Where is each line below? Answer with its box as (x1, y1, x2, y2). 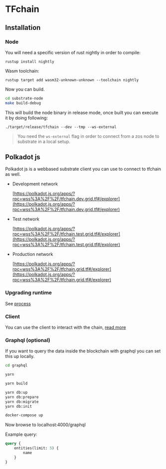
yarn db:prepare (5, 394, 39, 399)
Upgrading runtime (5, 289, 52, 296)
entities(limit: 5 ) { (14, 446, 59, 451)
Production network (12, 251, 53, 257)
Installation (5, 23, 41, 32)
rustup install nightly (5, 59, 55, 64)
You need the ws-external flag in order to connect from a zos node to (17, 133, 160, 139)
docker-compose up (5, 413, 43, 418)
